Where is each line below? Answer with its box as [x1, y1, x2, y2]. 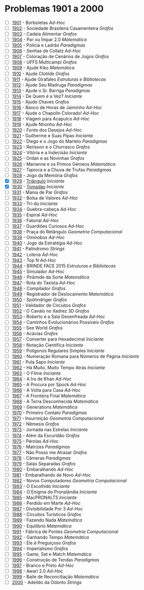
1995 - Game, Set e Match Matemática [11, 551, 92, 557]
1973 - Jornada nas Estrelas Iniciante [11, 427, 88, 433]
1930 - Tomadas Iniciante [11, 183, 64, 189]
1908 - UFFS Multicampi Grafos [11, 59, 77, 65]
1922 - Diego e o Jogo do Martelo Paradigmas [11, 138, 108, 144]
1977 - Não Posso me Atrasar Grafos [11, 449, 88, 455]
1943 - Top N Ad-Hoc [11, 257, 57, 263]
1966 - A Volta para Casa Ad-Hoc [11, 387, 81, 393]
